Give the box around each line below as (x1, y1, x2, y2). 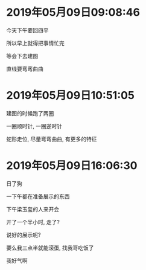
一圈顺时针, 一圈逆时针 (6, 122, 62, 130)
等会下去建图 (6, 52, 38, 59)
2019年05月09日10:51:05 (6, 89, 135, 103)
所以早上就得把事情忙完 (6, 39, 65, 47)
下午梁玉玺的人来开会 (6, 205, 59, 213)
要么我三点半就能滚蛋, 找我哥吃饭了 (6, 244, 94, 251)
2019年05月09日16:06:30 (6, 159, 138, 173)
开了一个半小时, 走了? (6, 218, 60, 225)
